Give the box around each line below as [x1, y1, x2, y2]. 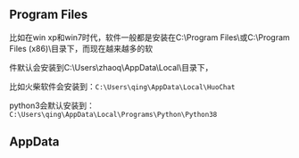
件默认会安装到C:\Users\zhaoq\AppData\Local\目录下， [9, 62, 213, 72]
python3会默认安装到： [9, 100, 96, 111]
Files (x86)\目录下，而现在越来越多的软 [9, 43, 154, 54]
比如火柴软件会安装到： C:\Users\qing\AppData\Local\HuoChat [9, 80, 236, 92]
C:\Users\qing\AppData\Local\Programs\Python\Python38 [9, 110, 218, 119]
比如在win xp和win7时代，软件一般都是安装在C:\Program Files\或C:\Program [9, 31, 290, 43]
